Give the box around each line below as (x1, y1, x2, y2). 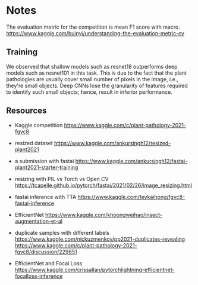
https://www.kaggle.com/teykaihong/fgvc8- (77, 193, 186, 200)
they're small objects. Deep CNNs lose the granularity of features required (6, 82, 188, 89)
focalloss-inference (14, 272, 63, 280)
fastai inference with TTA (14, 193, 77, 200)
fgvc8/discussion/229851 (14, 248, 77, 255)
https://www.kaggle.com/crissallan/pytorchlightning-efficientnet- (14, 266, 175, 273)
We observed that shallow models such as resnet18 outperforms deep (6, 63, 178, 70)
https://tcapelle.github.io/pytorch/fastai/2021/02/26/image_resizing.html (14, 182, 192, 189)
